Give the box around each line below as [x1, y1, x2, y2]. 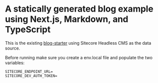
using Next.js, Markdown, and [5, 14, 128, 25]
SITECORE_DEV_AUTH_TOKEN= [5, 73, 57, 78]
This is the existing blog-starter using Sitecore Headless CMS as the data [5, 40, 151, 46]
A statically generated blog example [5, 3, 154, 15]
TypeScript [5, 24, 51, 35]
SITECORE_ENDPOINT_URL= [5, 69, 53, 74]
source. [5, 45, 20, 51]
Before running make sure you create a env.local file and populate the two [5, 54, 153, 60]
